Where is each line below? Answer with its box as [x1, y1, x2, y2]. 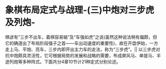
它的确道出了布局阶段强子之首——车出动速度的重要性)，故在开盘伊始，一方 [5, 40, 159, 46]
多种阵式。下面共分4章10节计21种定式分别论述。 [22, 59, 121, 65]
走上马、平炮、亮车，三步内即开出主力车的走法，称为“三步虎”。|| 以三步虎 [5, 46, 156, 52]
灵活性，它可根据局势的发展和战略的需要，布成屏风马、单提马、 [26, 52, 157, 58]
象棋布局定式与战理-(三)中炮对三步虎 [5, 4, 155, 16]
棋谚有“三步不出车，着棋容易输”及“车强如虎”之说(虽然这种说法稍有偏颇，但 [5, 34, 157, 40]
